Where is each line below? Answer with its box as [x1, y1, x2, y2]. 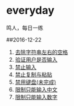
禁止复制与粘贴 [14, 71, 52, 78]
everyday [6, 4, 55, 17]
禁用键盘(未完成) [14, 78, 57, 86]
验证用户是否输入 [14, 56, 58, 63]
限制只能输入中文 [14, 86, 58, 93]
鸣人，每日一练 [6, 24, 43, 31]
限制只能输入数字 [14, 93, 58, 101]
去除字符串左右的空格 [14, 49, 68, 56]
